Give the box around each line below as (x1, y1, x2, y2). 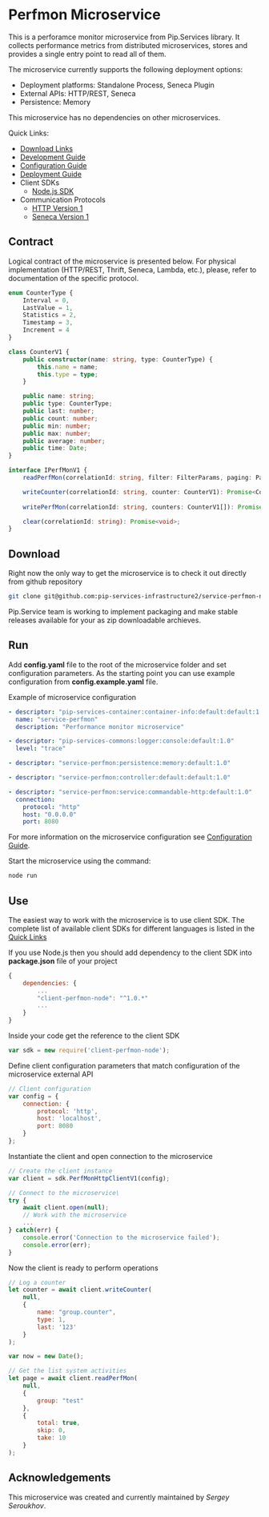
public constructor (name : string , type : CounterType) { (22, 355, 214, 364)
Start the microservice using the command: (8, 856, 151, 866)
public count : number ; (22, 414, 98, 422)
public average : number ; (22, 437, 106, 445)
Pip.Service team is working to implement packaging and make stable (8, 606, 239, 616)
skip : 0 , (37, 1426, 66, 1435)
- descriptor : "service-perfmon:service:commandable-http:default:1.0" (8, 787, 252, 796)
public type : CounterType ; (22, 400, 113, 408)
